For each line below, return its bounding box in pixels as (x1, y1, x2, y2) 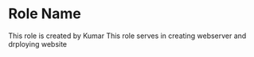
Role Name (8, 5, 81, 23)
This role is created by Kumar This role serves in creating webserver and (8, 31, 247, 40)
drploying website (8, 39, 68, 48)
